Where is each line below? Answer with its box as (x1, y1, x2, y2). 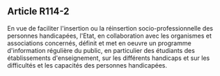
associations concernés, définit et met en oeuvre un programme (7, 38, 191, 47)
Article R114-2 (7, 6, 70, 17)
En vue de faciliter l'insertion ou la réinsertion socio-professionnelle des (7, 24, 214, 32)
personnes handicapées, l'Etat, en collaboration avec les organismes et (7, 31, 212, 40)
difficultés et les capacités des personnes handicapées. (7, 61, 167, 69)
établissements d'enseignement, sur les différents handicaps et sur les (7, 54, 210, 62)
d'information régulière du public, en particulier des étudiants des (7, 46, 195, 54)
